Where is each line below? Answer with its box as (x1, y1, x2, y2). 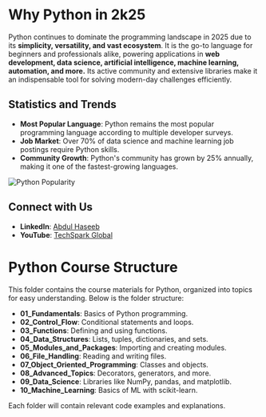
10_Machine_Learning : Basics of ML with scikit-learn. (19, 385, 198, 395)
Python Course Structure (8, 258, 178, 276)
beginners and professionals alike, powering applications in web (8, 49, 220, 58)
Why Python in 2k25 (8, 6, 146, 24)
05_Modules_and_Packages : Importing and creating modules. (19, 343, 227, 352)
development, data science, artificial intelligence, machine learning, (8, 58, 240, 67)
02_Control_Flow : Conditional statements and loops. (19, 317, 194, 327)
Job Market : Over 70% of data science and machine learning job (19, 136, 234, 146)
